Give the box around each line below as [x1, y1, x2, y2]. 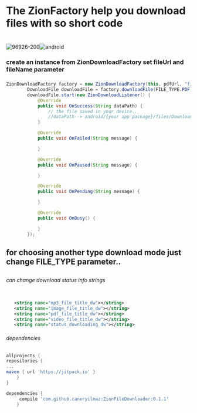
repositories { [6, 358, 43, 364]
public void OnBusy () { [37, 215, 96, 221]
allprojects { [6, 353, 41, 358]
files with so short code [6, 16, 123, 30]
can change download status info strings [6, 277, 106, 284]
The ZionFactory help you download [6, 4, 186, 18]
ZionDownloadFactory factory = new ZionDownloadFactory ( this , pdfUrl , [6, 81, 182, 87]
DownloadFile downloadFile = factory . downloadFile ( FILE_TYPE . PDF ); [27, 87, 195, 93]
